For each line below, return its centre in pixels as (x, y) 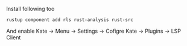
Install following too (30, 9)
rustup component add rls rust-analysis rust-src (70, 20)
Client (14, 38)
